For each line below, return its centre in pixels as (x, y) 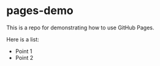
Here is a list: (23, 39)
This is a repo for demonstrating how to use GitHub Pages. (80, 28)
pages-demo (40, 11)
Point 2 (24, 57)
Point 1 (24, 51)
